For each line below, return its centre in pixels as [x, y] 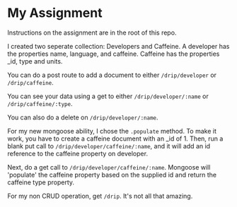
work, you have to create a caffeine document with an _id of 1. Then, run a [115, 138]
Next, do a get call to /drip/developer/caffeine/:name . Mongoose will [109, 167]
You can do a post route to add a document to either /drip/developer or [112, 75]
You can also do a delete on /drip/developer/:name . [83, 117]
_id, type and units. [35, 61]
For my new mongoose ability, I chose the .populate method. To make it [112, 131]
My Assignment [55, 13]
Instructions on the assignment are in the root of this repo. [92, 32]
